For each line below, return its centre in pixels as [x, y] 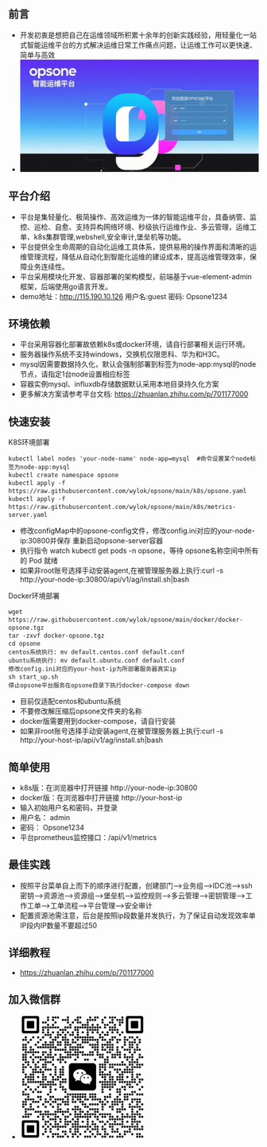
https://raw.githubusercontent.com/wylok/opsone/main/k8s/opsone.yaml [128, 492]
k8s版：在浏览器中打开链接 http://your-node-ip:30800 [108, 788]
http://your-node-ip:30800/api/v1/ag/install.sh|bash [104, 580]
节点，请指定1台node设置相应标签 [75, 374]
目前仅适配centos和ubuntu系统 [70, 702]
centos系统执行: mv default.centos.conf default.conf [97, 652]
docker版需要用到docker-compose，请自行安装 [98, 721]
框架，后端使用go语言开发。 [66, 286]
